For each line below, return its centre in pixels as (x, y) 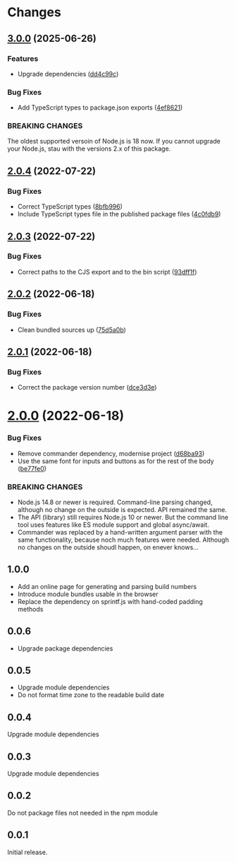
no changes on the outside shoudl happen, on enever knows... (108, 547)
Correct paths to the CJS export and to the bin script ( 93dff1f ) (107, 272)
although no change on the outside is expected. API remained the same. (122, 509)
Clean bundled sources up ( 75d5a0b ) (72, 330)
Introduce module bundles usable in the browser (88, 594)
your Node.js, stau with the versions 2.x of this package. (89, 148)
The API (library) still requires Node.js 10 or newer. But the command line (123, 517)
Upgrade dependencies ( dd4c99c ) (68, 74)
